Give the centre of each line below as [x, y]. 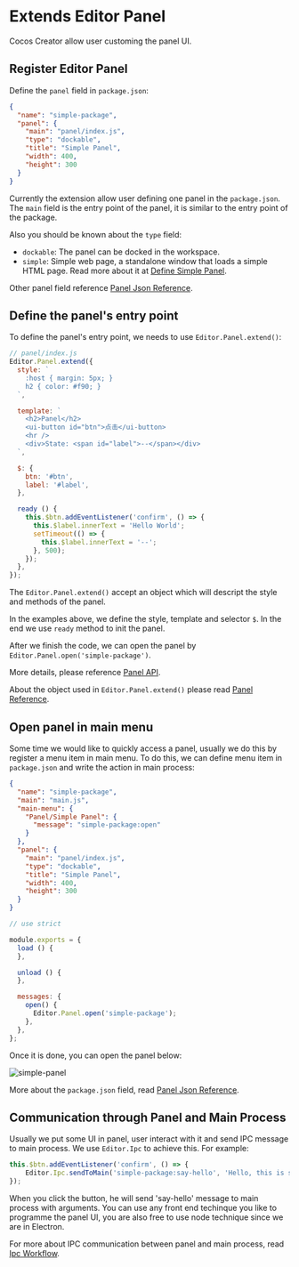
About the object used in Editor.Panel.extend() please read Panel [131, 690]
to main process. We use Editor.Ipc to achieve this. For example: [129, 1149]
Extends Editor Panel [88, 16]
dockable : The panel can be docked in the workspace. [121, 252]
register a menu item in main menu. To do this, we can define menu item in [146, 758]
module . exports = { [45, 940]
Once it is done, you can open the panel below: [96, 1055]
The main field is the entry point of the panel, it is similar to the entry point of [149, 207]
